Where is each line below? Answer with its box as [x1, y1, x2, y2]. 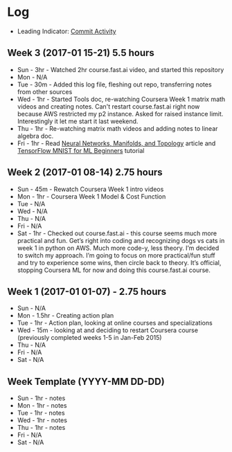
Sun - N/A [17, 304, 46, 312]
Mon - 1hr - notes [17, 401, 67, 410]
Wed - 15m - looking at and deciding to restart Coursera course [17, 326, 199, 334]
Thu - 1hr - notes [17, 424, 66, 432]
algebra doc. [17, 132, 54, 140]
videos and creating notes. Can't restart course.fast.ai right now [17, 102, 200, 111]
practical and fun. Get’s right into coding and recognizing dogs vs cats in [17, 236, 225, 244]
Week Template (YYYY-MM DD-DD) [7, 375, 165, 388]
